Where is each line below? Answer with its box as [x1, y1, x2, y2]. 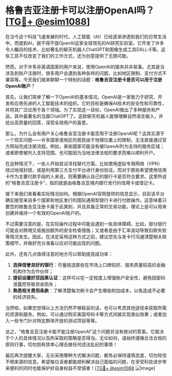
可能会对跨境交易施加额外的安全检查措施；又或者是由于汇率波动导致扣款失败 [5, 227, 167, 233]
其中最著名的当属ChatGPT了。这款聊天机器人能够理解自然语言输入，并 [14, 113, 164, 119]
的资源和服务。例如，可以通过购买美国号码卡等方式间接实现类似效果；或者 [5, 311, 162, 317]
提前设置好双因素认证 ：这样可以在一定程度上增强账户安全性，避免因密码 [12, 274, 165, 281]
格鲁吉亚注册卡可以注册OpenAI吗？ [5, 5, 155, 16]
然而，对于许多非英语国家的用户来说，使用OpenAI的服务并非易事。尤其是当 [5, 64, 165, 70]
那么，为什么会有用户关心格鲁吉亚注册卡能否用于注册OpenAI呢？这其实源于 [5, 130, 165, 136]
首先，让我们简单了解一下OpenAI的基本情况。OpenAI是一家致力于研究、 [5, 93, 158, 100]
